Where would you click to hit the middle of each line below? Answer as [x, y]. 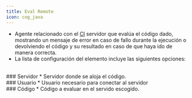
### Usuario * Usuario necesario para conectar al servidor [77, 82]
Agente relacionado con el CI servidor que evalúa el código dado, [94, 33]
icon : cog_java [25, 17]
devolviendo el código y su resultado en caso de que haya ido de [93, 46]
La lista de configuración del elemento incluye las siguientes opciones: [100, 59]
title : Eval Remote [30, 11]
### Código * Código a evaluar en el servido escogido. [73, 89]
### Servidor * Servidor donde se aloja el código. [66, 76]
